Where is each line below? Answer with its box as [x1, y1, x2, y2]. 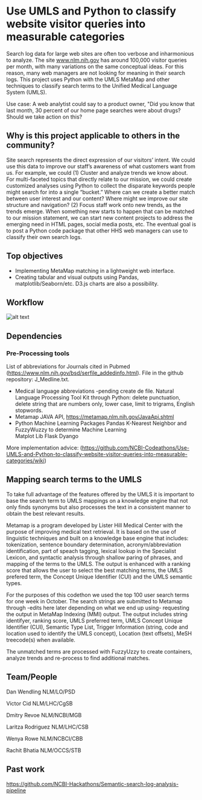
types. [6, 579, 22, 586]
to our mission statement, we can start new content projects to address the [6, 214, 193, 221]
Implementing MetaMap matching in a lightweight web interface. [14, 267, 175, 274]
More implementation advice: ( [6, 444, 83, 451]
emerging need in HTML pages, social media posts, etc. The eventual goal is [6, 220, 197, 228]
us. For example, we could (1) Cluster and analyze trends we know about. [6, 169, 188, 176]
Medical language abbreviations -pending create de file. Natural [14, 387, 174, 395]
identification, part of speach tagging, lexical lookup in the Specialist [6, 547, 177, 554]
